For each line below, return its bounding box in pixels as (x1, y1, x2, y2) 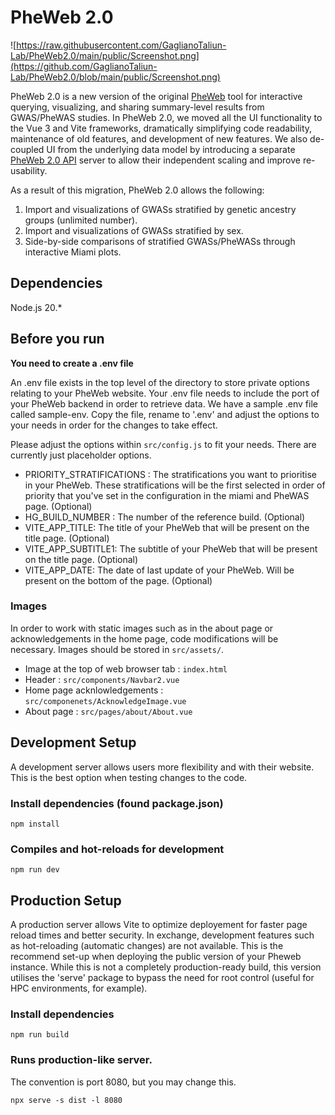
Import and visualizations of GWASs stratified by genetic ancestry (24, 203, 297, 215)
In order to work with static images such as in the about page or (10, 622, 274, 634)
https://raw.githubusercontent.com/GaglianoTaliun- (16, 39, 227, 51)
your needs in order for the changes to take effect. (10, 419, 218, 431)
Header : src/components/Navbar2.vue (24, 673, 180, 685)
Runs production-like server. (10, 1053, 153, 1067)
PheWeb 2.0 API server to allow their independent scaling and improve (10, 154, 301, 166)
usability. (10, 164, 48, 176)
